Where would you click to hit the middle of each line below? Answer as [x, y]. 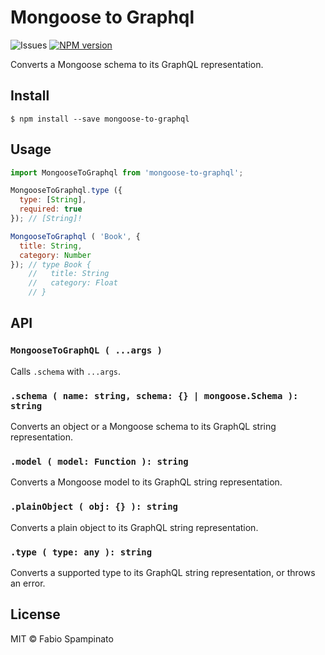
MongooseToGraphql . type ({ [66, 191]
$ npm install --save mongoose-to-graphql [100, 119]
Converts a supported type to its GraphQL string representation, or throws [163, 572]
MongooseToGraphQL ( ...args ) [86, 350]
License [35, 614]
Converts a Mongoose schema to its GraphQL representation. [137, 64]
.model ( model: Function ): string [99, 461]
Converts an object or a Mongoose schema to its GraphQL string [143, 427]
